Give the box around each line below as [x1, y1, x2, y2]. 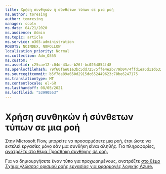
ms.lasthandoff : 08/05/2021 [5, 85, 63, 90]
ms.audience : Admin [5, 30, 45, 35]
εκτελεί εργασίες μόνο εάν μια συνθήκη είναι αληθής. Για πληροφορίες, [5, 143, 156, 149]
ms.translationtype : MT [5, 76, 54, 81]
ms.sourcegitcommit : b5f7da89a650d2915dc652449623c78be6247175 [5, 72, 138, 77]
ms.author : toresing [5, 12, 48, 17]
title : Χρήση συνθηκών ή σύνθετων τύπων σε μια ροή [5, 7, 114, 12]
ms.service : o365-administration [5, 40, 74, 44]
